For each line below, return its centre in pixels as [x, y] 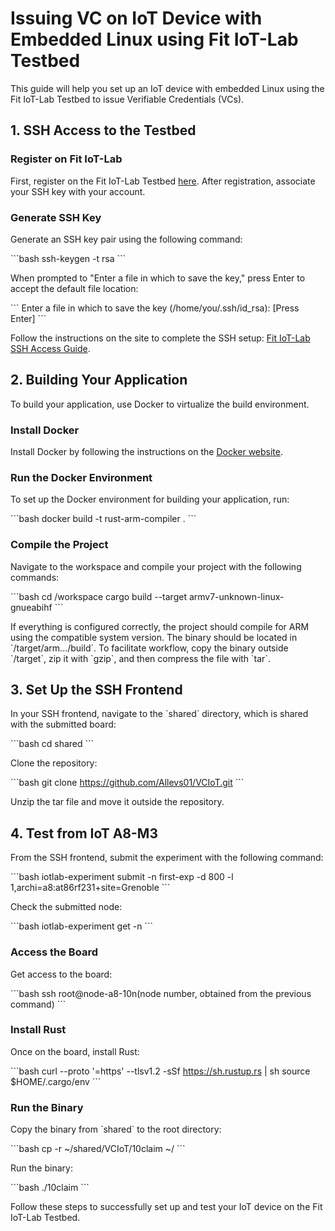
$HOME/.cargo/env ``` [56, 1081]
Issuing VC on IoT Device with [136, 18]
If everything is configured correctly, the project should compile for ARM [160, 626]
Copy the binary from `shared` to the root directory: [116, 1129]
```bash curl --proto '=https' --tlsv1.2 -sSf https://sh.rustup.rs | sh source [160, 1071]
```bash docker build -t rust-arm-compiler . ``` [103, 519]
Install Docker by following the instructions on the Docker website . [146, 452]
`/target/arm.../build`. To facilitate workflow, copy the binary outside [149, 648]
